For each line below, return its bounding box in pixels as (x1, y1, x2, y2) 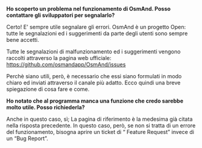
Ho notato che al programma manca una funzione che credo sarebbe (6, 97, 184, 104)
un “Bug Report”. (6, 135, 49, 142)
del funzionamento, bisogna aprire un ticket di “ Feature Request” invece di (6, 129, 195, 135)
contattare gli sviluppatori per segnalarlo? (6, 12, 115, 19)
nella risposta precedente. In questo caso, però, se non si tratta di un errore (6, 122, 196, 129)
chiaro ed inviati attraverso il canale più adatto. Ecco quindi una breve (6, 79, 181, 86)
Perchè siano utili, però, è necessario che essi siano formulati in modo (6, 73, 182, 79)
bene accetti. (6, 36, 40, 43)
